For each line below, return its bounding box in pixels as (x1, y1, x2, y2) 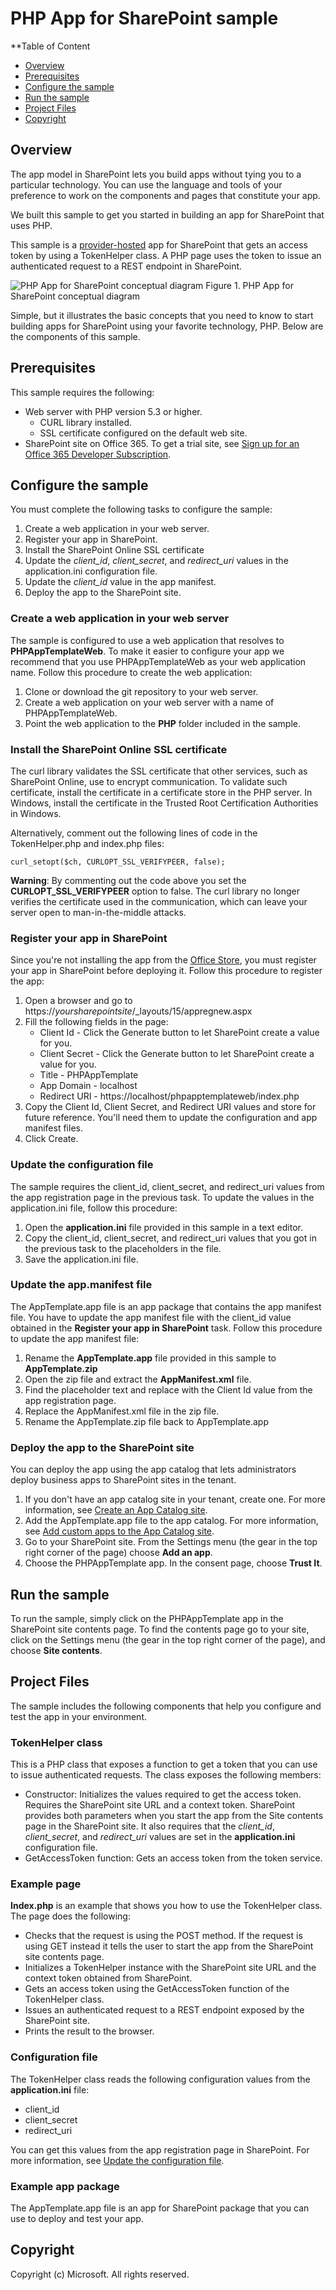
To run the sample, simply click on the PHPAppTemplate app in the (10, 1612, 284, 1624)
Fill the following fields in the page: (24, 1016, 169, 1028)
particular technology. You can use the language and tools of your (10, 178, 283, 191)
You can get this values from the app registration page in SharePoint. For (10, 2143, 310, 2156)
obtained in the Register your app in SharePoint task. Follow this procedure (10, 1322, 323, 1334)
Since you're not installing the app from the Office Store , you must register (10, 954, 317, 966)
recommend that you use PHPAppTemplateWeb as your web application (10, 655, 307, 667)
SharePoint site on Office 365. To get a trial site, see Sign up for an (24, 437, 300, 449)
